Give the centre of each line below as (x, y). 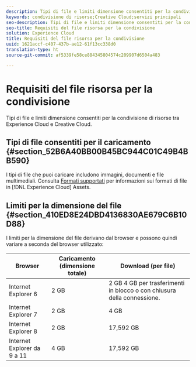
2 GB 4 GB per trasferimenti (147, 283)
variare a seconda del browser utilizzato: (55, 244)
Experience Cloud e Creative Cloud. (49, 124)
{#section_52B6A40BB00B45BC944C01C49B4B (97, 151)
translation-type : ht (32, 50)
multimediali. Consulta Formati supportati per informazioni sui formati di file (97, 181)
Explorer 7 (23, 315)
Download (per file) (148, 266)
